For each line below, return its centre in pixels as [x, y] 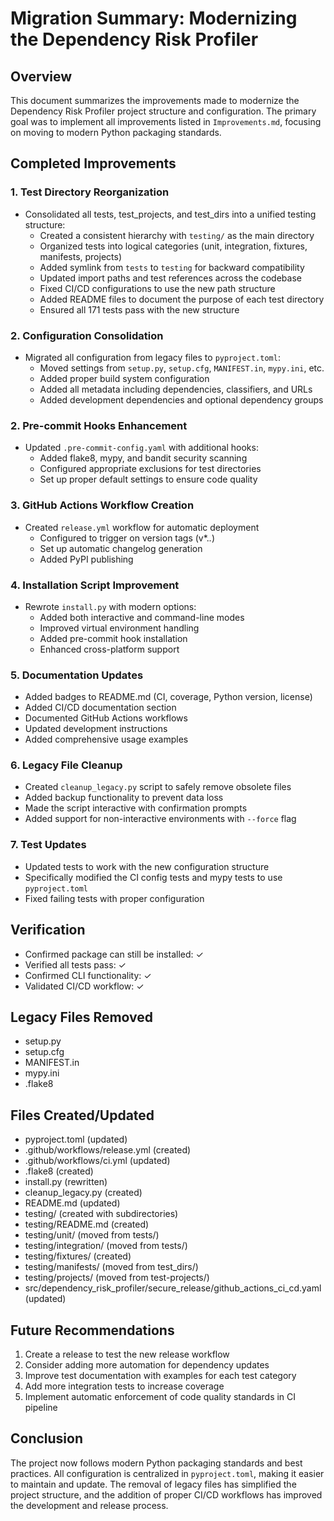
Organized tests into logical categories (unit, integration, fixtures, [173, 246]
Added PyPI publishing [86, 559]
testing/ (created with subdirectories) [101, 1214]
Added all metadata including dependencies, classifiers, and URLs [176, 389]
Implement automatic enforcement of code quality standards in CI [160, 1397]
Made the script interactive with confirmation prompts [136, 808]
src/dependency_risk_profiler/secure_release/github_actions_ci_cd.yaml [173, 1288]
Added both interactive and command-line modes [142, 617]
